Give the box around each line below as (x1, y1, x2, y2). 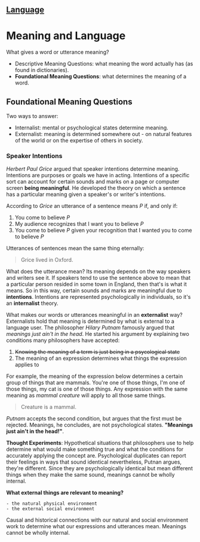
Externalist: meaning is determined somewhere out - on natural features (14, 131, 192, 138)
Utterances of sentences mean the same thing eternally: (6, 245, 144, 252)
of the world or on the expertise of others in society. (14, 137, 143, 144)
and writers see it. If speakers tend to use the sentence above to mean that (6, 274, 191, 281)
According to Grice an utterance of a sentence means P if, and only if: (6, 202, 178, 210)
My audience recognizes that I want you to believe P (14, 220, 144, 228)
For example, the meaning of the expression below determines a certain (6, 373, 183, 380)
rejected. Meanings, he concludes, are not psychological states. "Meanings (6, 422, 193, 429)
